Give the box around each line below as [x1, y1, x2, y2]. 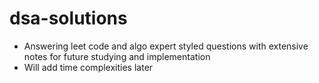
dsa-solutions [9, 7, 128, 30]
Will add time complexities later [23, 61, 154, 73]
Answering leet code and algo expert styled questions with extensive [23, 40, 309, 52]
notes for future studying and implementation [23, 50, 211, 62]
